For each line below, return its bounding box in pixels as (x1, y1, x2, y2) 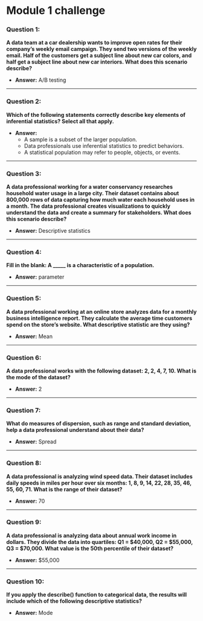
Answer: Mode (14, 609, 53, 617)
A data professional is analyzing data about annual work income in (6, 531, 177, 539)
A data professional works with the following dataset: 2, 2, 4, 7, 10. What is (6, 367, 196, 374)
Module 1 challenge (6, 4, 106, 18)
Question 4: (6, 248, 42, 256)
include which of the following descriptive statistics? (6, 597, 142, 605)
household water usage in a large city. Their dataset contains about (6, 190, 179, 197)
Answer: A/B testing (14, 76, 66, 84)
